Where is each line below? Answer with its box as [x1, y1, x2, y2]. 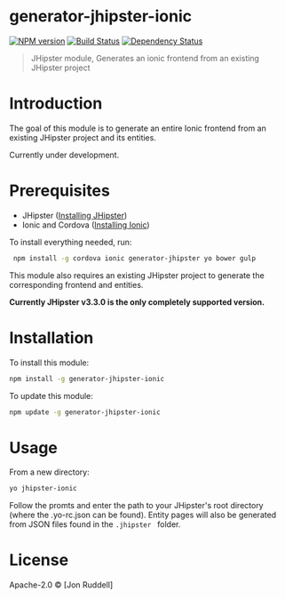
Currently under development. [9, 149, 120, 160]
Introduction [9, 93, 103, 114]
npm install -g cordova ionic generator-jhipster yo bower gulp [12, 253, 256, 263]
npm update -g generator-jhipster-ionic [9, 407, 162, 417]
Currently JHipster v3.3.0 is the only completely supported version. [9, 296, 265, 307]
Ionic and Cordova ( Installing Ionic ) [21, 220, 150, 230]
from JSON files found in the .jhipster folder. [9, 519, 181, 530]
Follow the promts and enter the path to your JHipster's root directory [9, 500, 264, 511]
